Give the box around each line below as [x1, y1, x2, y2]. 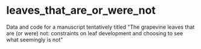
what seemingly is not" [6, 36, 63, 43]
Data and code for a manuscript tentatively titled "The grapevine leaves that [6, 23, 195, 30]
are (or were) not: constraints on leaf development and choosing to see [6, 29, 183, 36]
